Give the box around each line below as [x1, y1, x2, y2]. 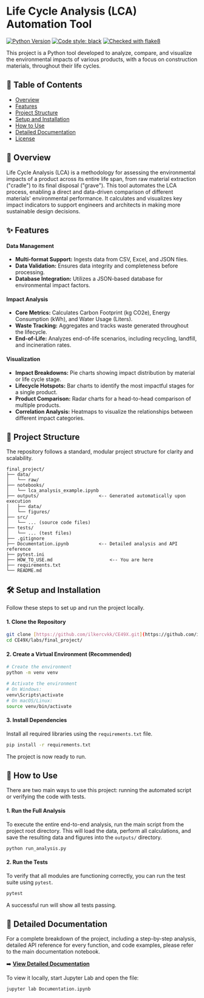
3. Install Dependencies [6, 717, 67, 724]
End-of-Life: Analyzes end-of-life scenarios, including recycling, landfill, [15, 335, 197, 342]
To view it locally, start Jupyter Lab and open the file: [6, 974, 139, 982]
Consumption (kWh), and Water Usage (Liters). [15, 316, 133, 323]
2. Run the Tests [6, 858, 49, 866]
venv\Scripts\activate [6, 692, 64, 698]
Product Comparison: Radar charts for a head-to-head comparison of [15, 395, 191, 402]
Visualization [6, 355, 41, 363]
